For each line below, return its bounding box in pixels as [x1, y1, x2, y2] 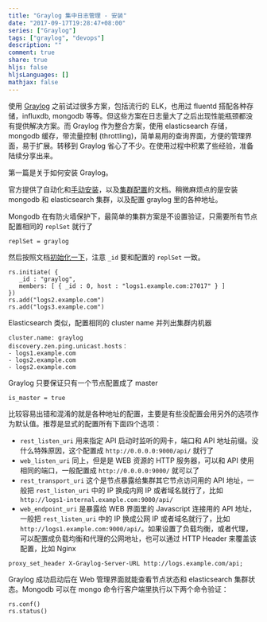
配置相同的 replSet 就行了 [8, 221, 93, 231]
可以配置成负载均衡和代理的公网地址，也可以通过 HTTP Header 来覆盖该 [19, 534, 257, 543]
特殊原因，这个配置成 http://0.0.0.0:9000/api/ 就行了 [33, 445, 215, 455]
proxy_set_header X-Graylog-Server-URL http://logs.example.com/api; [8, 559, 244, 567]
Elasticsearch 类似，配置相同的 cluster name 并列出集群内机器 [8, 317, 212, 327]
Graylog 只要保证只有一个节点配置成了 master [8, 378, 158, 387]
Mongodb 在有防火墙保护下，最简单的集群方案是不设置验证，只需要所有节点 [8, 212, 258, 221]
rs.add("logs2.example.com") [8, 296, 105, 304]
